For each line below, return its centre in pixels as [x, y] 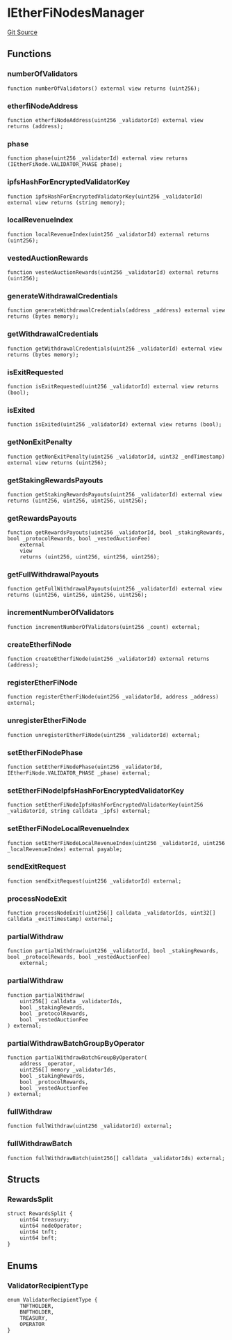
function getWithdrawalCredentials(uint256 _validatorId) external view [115, 349]
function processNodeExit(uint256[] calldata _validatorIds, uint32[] [111, 913]
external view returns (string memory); [67, 203]
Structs [24, 1180]
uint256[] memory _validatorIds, [68, 1070]
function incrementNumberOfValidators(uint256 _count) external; [103, 627]
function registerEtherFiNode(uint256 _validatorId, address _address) [113, 697]
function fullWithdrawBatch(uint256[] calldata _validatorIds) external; [116, 1158]
